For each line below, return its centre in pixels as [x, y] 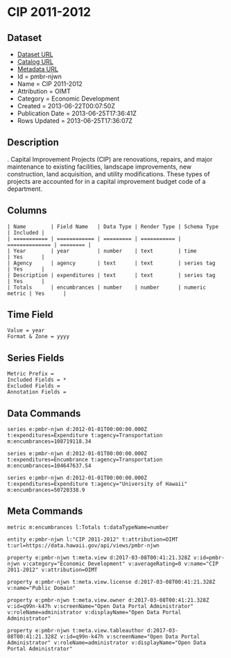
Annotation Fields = [37, 392]
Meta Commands [45, 511]
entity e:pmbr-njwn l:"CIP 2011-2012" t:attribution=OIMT [93, 539]
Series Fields [36, 358]
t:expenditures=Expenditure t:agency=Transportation [85, 436]
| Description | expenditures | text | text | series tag [111, 275]
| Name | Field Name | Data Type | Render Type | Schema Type [113, 226]
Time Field [30, 315]
